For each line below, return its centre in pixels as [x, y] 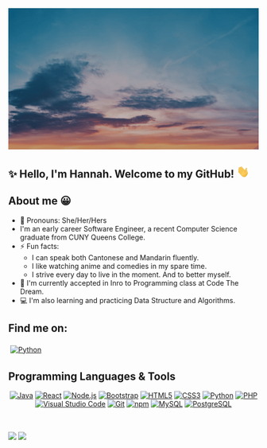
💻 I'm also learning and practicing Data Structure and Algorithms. [128, 300]
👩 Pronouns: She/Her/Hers [63, 220]
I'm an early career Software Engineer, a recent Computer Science [128, 228]
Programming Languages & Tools [92, 376]
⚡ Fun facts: [39, 246]
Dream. [32, 291]
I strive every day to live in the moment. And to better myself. [132, 275]
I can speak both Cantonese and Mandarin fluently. [115, 257]
